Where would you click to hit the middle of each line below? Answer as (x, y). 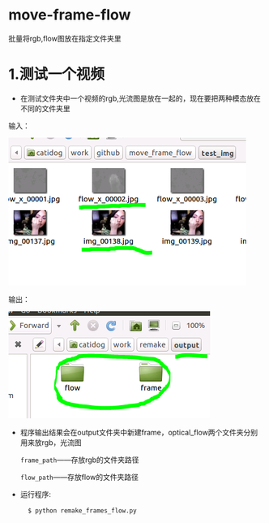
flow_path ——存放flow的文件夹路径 (79, 477)
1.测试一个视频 (57, 74)
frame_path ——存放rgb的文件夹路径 (79, 460)
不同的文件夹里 (45, 108)
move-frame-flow (70, 15)
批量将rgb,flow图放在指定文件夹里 (65, 38)
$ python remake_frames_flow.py (82, 510)
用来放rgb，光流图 (51, 442)
